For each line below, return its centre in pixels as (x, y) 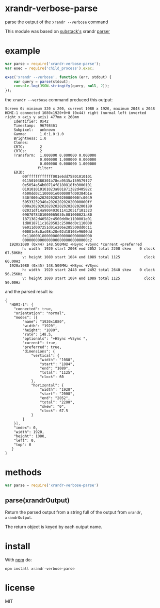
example (23, 51)
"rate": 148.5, (38, 335)
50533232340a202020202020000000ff (57, 202)
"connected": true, (33, 309)
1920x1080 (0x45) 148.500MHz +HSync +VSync (54, 266)
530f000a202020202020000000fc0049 (57, 198)
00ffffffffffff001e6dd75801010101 (57, 177)
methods (24, 472)
